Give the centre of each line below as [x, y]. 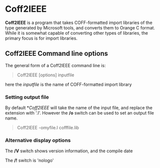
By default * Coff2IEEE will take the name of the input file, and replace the [79, 108]
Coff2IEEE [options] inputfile [46, 75]
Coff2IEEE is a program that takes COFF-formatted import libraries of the [79, 23]
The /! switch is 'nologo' [29, 161]
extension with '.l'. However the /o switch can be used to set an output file [80, 113]
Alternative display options [38, 140]
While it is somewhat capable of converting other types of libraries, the [77, 33]
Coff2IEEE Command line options [57, 54]
